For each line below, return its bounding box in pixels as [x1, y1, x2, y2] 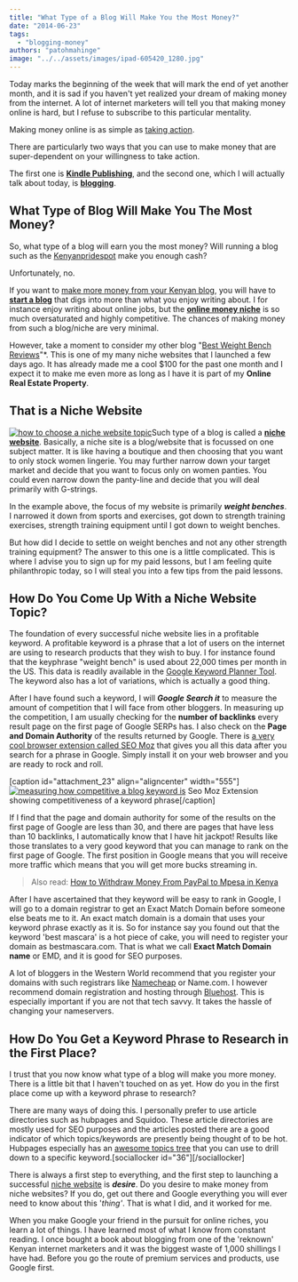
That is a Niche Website [9, 404, 144, 419]
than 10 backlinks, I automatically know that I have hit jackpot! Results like [9, 831, 278, 842]
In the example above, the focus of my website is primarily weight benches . [9, 501, 287, 511]
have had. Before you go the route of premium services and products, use [9, 1253, 279, 1263]
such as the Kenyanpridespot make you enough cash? [9, 250, 208, 260]
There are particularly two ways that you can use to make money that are [9, 141, 277, 152]
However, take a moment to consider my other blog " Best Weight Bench [9, 340, 272, 350]
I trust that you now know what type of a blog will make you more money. [9, 1069, 277, 1080]
